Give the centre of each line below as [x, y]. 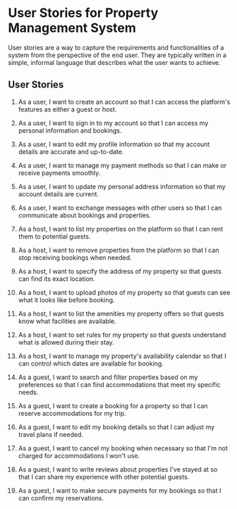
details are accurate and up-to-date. [71, 151]
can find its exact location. [56, 279]
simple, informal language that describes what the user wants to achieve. [114, 62]
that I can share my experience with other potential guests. [104, 477]
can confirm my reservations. [61, 498]
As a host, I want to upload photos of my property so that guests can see [124, 292]
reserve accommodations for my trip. [72, 413]
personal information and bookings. [70, 130]
